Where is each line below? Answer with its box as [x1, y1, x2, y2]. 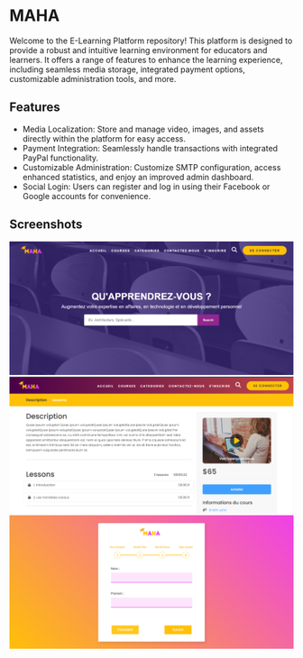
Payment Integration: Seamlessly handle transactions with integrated [22, 142, 278, 153]
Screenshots [9, 217, 83, 233]
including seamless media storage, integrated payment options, [9, 64, 246, 75]
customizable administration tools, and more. [9, 73, 177, 84]
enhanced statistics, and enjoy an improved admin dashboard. [22, 171, 254, 182]
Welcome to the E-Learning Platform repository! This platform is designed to [9, 35, 293, 46]
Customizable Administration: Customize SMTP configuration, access [22, 161, 281, 172]
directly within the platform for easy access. [22, 133, 187, 144]
